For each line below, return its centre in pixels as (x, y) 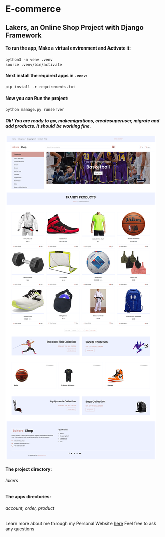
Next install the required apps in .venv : (46, 76)
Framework (23, 35)
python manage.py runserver (35, 110)
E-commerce (33, 9)
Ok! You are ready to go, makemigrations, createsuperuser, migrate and (82, 120)
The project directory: (29, 469)
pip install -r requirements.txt (40, 87)
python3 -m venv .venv (29, 59)
